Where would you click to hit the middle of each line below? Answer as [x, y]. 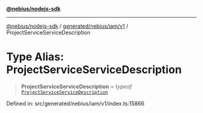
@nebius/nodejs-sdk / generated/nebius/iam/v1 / [67, 26]
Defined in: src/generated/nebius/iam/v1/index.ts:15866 [76, 103]
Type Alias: [35, 57]
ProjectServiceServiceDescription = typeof [76, 86]
